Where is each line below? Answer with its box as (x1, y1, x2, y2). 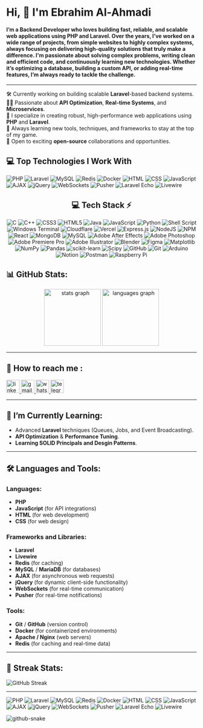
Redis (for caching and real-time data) (14, 640, 111, 647)
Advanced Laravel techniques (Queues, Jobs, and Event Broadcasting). (14, 426, 194, 434)
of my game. (6, 131, 38, 139)
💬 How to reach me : (6, 363, 83, 374)
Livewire (14, 553, 37, 560)
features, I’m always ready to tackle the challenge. (6, 71, 136, 78)
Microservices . (6, 105, 45, 113)
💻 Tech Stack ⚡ (71, 200, 132, 210)
